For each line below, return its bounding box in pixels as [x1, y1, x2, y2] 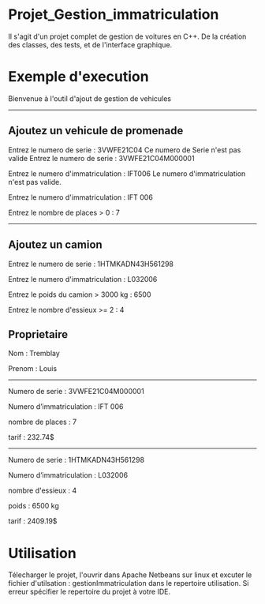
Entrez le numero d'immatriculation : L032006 [8, 274, 158, 283]
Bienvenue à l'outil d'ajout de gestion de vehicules [8, 93, 172, 103]
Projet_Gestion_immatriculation [8, 6, 219, 24]
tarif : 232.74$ [8, 433, 55, 442]
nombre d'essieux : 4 [8, 486, 77, 495]
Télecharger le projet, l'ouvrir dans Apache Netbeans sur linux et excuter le [8, 570, 252, 580]
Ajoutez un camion [8, 238, 103, 252]
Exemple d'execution [8, 68, 149, 86]
